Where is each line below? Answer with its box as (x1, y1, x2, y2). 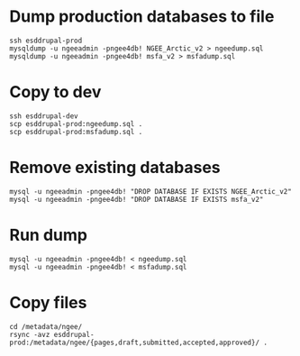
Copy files (9, 292, 87, 313)
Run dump (9, 225, 88, 245)
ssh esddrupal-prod (9, 36, 83, 45)
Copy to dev (9, 82, 102, 103)
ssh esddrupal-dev (9, 111, 78, 121)
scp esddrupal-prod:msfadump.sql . (9, 127, 143, 136)
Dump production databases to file (9, 6, 275, 27)
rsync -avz (9, 330, 50, 339)
